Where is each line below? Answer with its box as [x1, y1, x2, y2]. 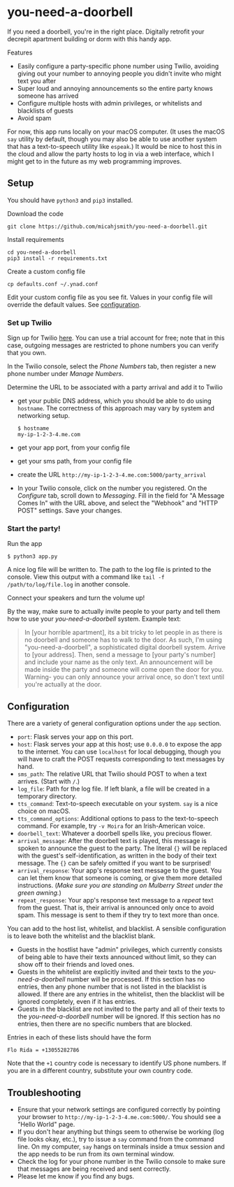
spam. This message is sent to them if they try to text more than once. [17, 911, 219, 919]
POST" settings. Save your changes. [17, 506, 122, 515]
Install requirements [7, 235, 64, 243]
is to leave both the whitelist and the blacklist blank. [7, 932, 156, 940]
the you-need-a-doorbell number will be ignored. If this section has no [17, 1012, 221, 1021]
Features [7, 48, 33, 57]
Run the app [7, 540, 43, 548]
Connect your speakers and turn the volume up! [7, 593, 145, 602]
